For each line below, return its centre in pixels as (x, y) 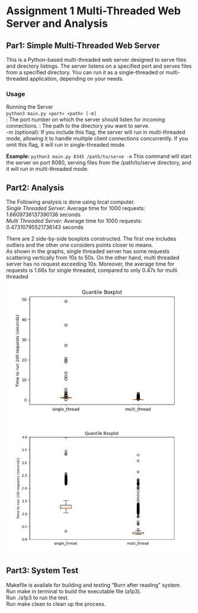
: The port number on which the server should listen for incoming (86, 119)
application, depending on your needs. (76, 79)
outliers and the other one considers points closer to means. (80, 245)
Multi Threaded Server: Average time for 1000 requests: (74, 221)
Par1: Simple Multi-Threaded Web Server (83, 45)
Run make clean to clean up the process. (56, 603)
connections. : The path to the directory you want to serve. (78, 126)
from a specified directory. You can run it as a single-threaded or (85, 72)
